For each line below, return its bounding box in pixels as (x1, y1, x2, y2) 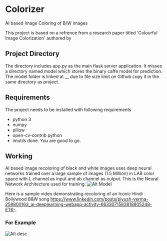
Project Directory (5, 49, 60, 58)
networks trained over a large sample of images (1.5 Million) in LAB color (5, 170, 154, 176)
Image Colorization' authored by (5, 35, 71, 41)
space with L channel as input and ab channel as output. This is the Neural (5, 176, 159, 182)
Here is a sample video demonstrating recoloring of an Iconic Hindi (5, 191, 143, 197)
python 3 (12, 116, 31, 122)
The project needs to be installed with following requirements (5, 106, 131, 112)
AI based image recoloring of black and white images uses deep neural (5, 165, 151, 171)
